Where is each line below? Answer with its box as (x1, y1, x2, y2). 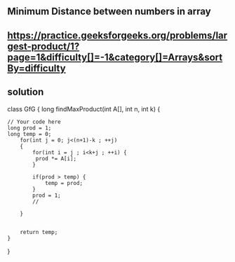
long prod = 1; (7, 124, 52, 132)
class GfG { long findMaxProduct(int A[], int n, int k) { (7, 104, 161, 113)
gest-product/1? (7, 40, 80, 52)
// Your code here (7, 118, 61, 125)
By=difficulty (7, 62, 66, 74)
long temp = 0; (7, 130, 52, 137)
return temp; (20, 228, 58, 235)
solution (7, 86, 44, 98)
